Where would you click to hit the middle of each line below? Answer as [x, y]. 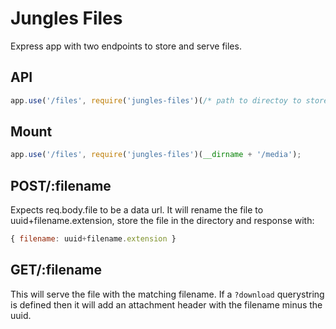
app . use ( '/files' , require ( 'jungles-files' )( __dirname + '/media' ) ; [156, 155]
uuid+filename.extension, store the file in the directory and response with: [162, 221]
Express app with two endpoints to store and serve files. [126, 46]
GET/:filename [56, 270]
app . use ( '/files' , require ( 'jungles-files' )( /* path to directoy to [156, 100]
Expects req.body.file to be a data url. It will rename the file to [137, 210]
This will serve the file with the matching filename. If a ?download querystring [167, 294]
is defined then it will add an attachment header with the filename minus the [166, 304]
